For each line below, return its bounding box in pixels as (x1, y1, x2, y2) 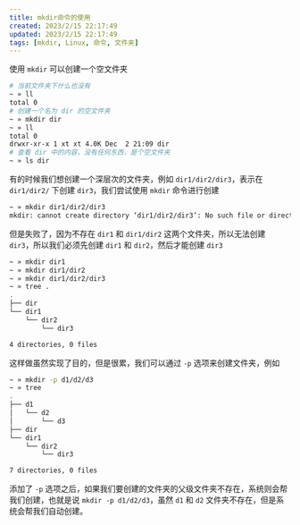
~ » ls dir (9, 157, 50, 165)
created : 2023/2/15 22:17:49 (9, 21, 118, 30)
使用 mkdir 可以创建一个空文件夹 (9, 64, 128, 74)
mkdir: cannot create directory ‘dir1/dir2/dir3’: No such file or (9, 211, 266, 220)
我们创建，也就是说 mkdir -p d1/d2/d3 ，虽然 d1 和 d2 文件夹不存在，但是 (9, 495, 277, 505)
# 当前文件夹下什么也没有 (9, 81, 91, 90)
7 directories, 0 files (9, 466, 98, 475)
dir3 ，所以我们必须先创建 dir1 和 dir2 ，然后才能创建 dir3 (9, 239, 223, 250)
